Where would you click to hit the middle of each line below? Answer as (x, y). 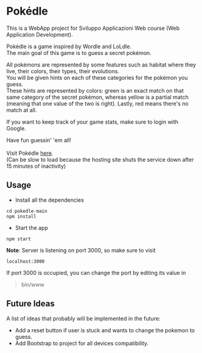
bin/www (33, 284)
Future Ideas (30, 304)
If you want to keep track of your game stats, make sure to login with (92, 122)
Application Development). (40, 34)
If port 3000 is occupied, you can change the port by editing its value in (96, 273)
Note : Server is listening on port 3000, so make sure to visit (81, 250)
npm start (19, 239)
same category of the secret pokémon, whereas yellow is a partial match (97, 97)
